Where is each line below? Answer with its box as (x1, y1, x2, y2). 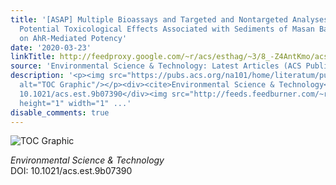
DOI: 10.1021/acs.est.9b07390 (10, 165, 133, 177)
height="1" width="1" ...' (19, 98, 132, 108)
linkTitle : (10, 52, 56, 62)
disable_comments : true (10, 107, 110, 118)
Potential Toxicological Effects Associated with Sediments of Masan (19, 24, 315, 34)
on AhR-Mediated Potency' (19, 33, 128, 43)
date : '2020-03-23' (10, 42, 92, 53)
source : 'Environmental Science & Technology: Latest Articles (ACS (10, 61, 302, 71)
